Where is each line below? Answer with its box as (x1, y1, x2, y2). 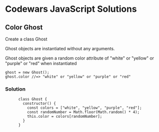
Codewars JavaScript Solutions (5, 3, 137, 15)
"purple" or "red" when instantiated (5, 61, 77, 66)
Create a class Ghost (5, 36, 48, 42)
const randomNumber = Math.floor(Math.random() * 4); (27, 110, 140, 115)
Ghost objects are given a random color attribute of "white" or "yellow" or (5, 55, 154, 61)
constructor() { (23, 101, 56, 106)
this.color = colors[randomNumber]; (27, 114, 102, 119)
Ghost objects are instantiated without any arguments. (5, 46, 115, 51)
